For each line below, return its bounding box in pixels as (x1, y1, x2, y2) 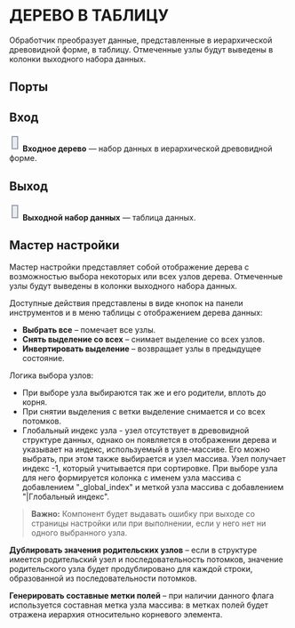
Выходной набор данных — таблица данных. (21, 212, 196, 222)
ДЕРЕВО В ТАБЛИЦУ (9, 5, 169, 26)
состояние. (21, 352, 65, 363)
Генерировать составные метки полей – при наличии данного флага (9, 590, 275, 600)
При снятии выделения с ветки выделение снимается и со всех (21, 406, 266, 416)
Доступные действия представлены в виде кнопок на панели (9, 297, 243, 308)
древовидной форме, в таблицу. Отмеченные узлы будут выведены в (9, 44, 274, 54)
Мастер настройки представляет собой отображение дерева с (9, 262, 250, 272)
